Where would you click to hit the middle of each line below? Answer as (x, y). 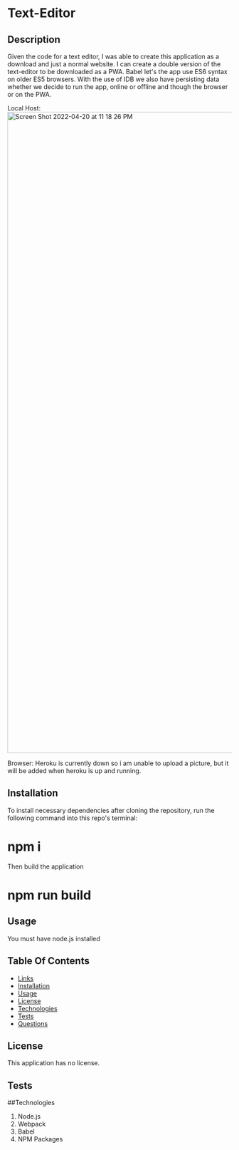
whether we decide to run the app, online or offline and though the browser (118, 87)
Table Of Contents (49, 961)
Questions (33, 1023)
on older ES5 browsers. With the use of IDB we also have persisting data (113, 79)
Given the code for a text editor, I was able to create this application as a (113, 56)
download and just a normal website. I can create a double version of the (114, 64)
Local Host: (24, 108)
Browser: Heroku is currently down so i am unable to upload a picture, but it (118, 763)
